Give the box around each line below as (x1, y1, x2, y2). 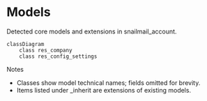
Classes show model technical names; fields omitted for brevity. (16, 78, 201, 87)
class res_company (19, 47, 72, 54)
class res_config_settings (19, 53, 98, 60)
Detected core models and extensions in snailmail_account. (6, 27, 177, 36)
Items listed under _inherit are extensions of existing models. (16, 86, 192, 94)
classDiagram (6, 40, 45, 47)
